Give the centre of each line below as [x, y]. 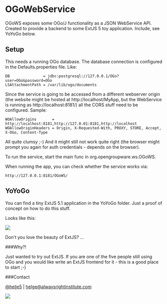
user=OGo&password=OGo [29, 80]
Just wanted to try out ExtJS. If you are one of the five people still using [79, 256]
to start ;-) [16, 267]
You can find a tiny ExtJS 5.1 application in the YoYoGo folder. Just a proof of [84, 203]
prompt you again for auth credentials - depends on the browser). [73, 147]
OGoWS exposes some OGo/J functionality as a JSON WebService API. [79, 23]
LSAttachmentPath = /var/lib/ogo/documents [51, 85]
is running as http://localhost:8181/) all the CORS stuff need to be [72, 105]
